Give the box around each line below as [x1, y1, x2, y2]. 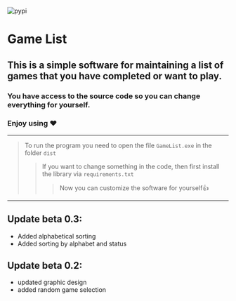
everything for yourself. [7, 100, 91, 109]
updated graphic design [17, 278, 87, 287]
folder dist [24, 148, 56, 157]
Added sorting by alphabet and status [17, 239, 127, 248]
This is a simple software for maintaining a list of [7, 59, 224, 71]
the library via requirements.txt [41, 169, 134, 178]
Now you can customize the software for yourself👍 [59, 183, 209, 192]
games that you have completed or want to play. [7, 70, 223, 82]
